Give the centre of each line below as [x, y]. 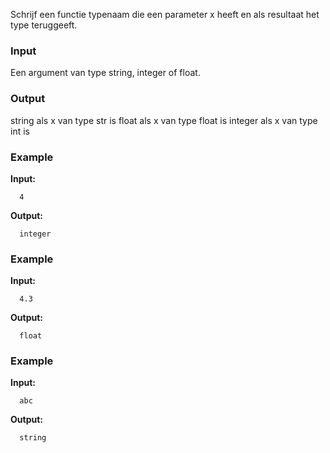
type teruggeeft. [44, 25]
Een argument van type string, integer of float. [105, 73]
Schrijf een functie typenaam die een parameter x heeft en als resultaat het [165, 14]
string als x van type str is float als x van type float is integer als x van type [164, 120]
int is [20, 131]
